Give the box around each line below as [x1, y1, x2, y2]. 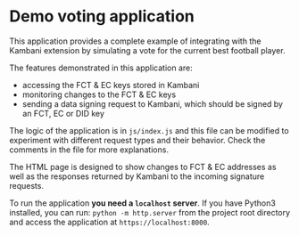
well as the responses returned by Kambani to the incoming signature [9, 171, 265, 182]
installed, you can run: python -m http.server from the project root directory [9, 207, 291, 217]
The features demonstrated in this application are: [9, 62, 194, 73]
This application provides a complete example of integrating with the [9, 36, 262, 46]
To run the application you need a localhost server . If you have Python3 [9, 198, 277, 208]
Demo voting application [9, 6, 195, 27]
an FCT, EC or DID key [21, 108, 105, 118]
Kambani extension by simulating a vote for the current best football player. [9, 45, 286, 55]
